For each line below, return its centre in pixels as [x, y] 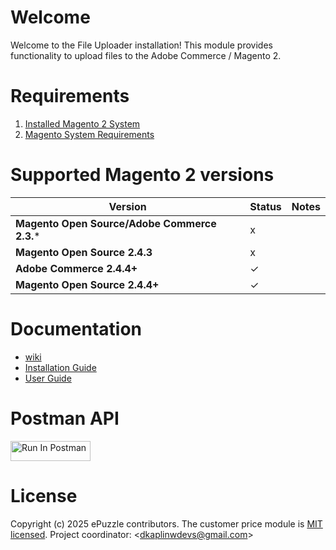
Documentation [76, 329]
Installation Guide [60, 367]
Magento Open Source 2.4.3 [84, 252]
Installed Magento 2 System [82, 123]
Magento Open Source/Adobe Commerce [116, 223]
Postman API [65, 418]
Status [265, 206]
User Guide [48, 378]
